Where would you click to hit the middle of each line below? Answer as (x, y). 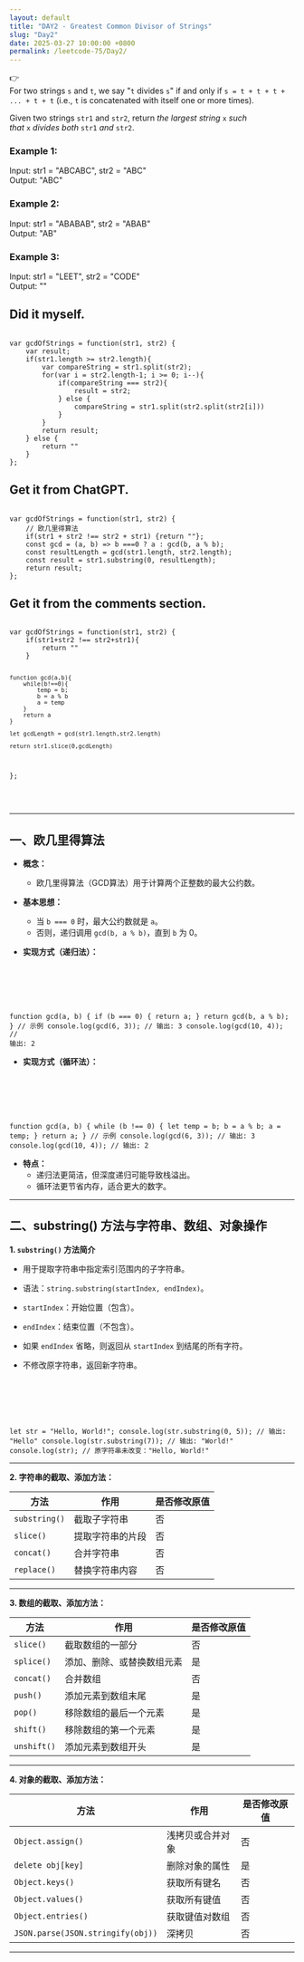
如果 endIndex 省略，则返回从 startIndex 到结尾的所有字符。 (135, 1345)
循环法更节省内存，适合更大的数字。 (104, 1187)
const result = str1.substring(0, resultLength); (121, 560)
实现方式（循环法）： (60, 1062)
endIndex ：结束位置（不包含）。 (81, 1326)
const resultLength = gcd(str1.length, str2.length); (129, 552)
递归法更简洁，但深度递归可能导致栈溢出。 (115, 1175)
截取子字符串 (101, 1519)
